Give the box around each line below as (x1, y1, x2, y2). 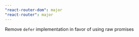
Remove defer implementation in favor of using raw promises (5, 26, 134, 32)
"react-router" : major (5, 12, 53, 17)
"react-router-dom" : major (5, 7, 63, 13)
